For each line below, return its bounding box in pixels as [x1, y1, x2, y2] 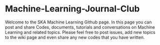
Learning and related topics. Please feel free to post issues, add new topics [5, 29, 156, 35]
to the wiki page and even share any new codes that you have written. [5, 34, 145, 40]
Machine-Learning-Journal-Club [5, 3, 140, 14]
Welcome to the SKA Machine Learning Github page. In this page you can [5, 19, 152, 25]
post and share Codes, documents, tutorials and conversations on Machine [5, 24, 155, 30]
